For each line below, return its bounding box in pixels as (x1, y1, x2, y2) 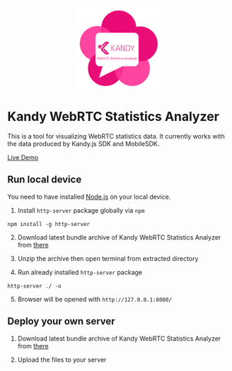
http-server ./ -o (7, 282, 62, 290)
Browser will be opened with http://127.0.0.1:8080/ (17, 295, 172, 303)
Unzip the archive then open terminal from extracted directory (17, 254, 199, 263)
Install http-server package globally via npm (17, 206, 145, 214)
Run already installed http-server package (17, 268, 143, 276)
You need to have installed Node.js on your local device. (7, 192, 171, 201)
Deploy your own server (7, 315, 115, 327)
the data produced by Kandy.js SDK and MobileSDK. (7, 139, 160, 148)
